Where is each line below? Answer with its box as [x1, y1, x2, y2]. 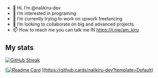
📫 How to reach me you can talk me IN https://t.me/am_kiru [12, 27, 139, 33]
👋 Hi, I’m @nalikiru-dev [12, 5, 61, 11]
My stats [5, 43, 34, 52]
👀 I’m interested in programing [12, 10, 76, 16]
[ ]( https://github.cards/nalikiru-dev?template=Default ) [5, 67, 154, 73]
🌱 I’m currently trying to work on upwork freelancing [12, 16, 123, 21]
